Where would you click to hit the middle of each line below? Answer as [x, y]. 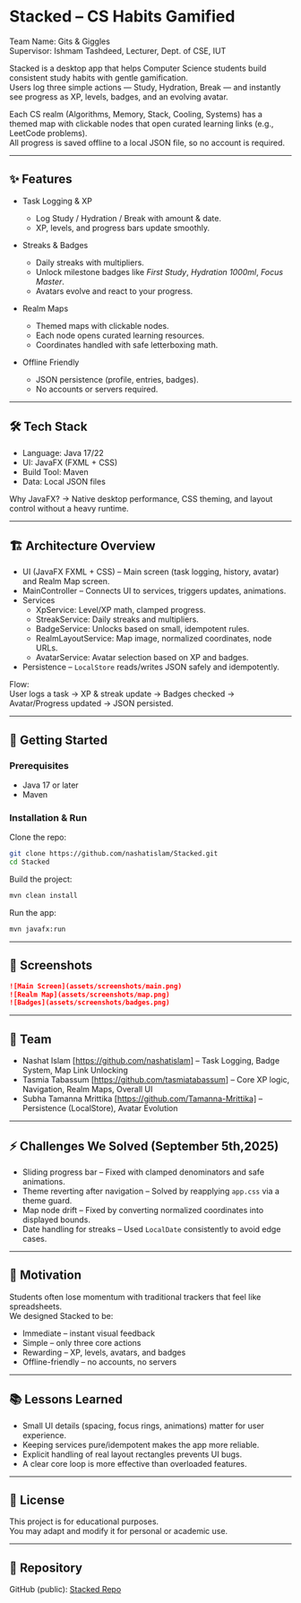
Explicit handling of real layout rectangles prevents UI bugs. [132, 1454]
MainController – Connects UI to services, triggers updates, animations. [154, 591]
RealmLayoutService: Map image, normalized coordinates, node [154, 639]
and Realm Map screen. [66, 582]
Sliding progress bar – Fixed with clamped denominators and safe [143, 1172]
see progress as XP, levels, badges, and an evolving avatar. [119, 97]
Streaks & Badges [55, 245]
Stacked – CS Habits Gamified [122, 17]
